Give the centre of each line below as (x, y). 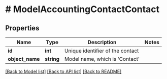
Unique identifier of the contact (102, 51)
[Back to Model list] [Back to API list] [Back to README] (63, 71)
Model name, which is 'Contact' (102, 59)
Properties (22, 28)
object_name (24, 59)
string (52, 59)
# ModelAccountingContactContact (82, 9)
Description (102, 42)
